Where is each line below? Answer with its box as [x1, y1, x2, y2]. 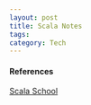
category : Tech [9, 38, 67, 48]
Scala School [9, 86, 59, 97]
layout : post [9, 13, 59, 22]
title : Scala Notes [9, 22, 83, 31]
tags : [9, 30, 30, 39]
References [9, 66, 54, 76]
